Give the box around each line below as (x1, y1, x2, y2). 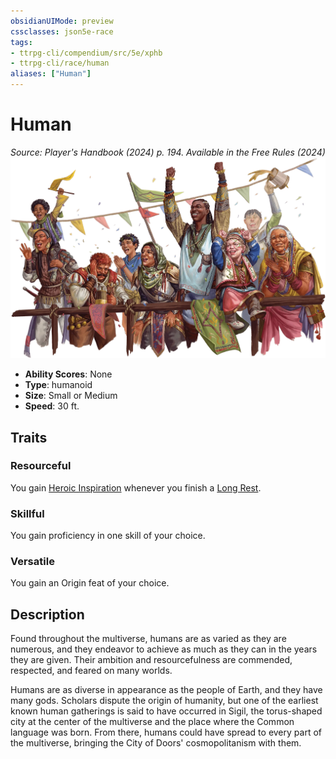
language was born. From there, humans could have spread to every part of (10, 726, 322, 739)
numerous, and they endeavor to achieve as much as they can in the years (10, 643, 318, 655)
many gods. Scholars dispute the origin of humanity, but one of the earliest (10, 695, 319, 707)
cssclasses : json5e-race (10, 26, 114, 37)
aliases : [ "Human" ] (10, 69, 92, 79)
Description (10, 606, 85, 623)
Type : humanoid (24, 379, 93, 391)
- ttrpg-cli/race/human (10, 58, 110, 69)
